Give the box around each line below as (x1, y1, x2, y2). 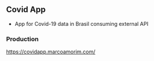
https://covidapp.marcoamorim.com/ (6, 48, 96, 55)
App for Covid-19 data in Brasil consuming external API (14, 20, 149, 27)
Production (6, 35, 39, 43)
